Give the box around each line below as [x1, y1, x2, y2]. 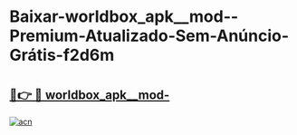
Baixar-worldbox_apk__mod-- [9, 6, 239, 27]
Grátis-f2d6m [9, 45, 115, 65]
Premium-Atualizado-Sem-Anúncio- [9, 25, 290, 46]
